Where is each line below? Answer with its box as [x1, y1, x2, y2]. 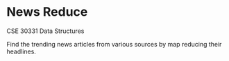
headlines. [6, 47, 36, 56]
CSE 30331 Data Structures [6, 27, 85, 35]
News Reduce [6, 4, 88, 20]
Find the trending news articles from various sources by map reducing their [6, 40, 222, 48]
